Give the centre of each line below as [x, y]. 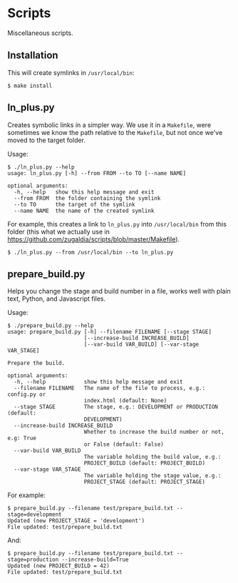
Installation [33, 55]
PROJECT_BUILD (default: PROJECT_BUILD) [144, 463]
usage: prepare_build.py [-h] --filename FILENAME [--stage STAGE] [110, 332]
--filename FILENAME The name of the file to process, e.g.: [109, 388]
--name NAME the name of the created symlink [84, 211]
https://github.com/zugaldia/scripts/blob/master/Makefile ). [94, 239]
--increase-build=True [95, 560]
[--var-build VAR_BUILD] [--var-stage [141, 344]
